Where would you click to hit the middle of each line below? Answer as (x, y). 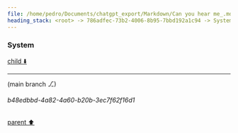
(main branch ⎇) (32, 84)
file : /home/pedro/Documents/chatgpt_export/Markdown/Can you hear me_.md (120, 14)
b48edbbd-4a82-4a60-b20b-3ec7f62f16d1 (71, 100)
